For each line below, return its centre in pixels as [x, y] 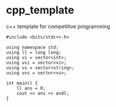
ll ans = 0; [31, 88]
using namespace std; [33, 47]
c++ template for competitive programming [58, 26]
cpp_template [40, 10]
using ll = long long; [34, 52]
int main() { [22, 83]
